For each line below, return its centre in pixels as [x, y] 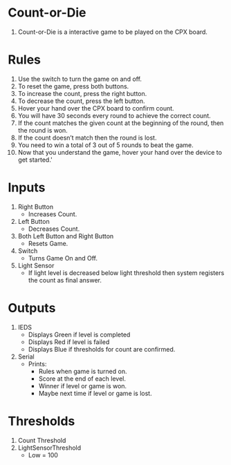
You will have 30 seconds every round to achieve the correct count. [114, 115]
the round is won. [43, 130]
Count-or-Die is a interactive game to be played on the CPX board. [113, 32]
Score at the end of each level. [82, 379]
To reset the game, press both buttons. [73, 86]
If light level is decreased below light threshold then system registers [126, 273]
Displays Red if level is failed [69, 342]
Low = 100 [43, 455]
